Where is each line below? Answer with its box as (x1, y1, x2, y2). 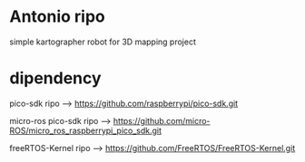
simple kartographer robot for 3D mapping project (9, 36, 197, 47)
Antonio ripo (9, 6, 106, 27)
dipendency (9, 68, 102, 89)
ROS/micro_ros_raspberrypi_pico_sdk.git (9, 125, 162, 136)
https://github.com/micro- (113, 115, 211, 126)
